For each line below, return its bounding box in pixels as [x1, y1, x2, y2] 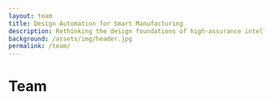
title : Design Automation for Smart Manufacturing [8, 20, 184, 28]
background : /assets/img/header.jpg [8, 34, 132, 43]
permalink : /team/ [8, 42, 71, 50]
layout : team [8, 11, 53, 20]
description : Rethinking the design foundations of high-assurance [8, 27, 242, 35]
